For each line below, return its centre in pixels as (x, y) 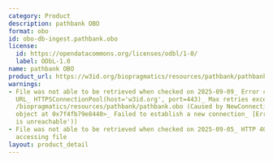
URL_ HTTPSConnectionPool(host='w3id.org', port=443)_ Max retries (132, 99)
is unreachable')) (47, 122)
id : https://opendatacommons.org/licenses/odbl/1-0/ (107, 54)
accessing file (41, 137)
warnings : (25, 84)
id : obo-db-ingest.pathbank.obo (63, 39)
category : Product (39, 16)
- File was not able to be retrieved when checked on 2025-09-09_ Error (134, 91)
